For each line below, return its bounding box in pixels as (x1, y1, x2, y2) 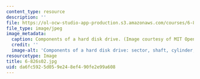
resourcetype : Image (6, 53, 58, 59)
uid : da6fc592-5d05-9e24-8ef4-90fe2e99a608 (6, 64, 116, 70)
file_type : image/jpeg (6, 25, 62, 31)
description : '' (6, 14, 46, 20)
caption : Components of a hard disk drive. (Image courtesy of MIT (11, 36, 183, 42)
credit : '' (11, 42, 39, 48)
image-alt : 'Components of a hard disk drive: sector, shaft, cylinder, (11, 48, 196, 53)
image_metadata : (6, 31, 46, 37)
